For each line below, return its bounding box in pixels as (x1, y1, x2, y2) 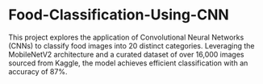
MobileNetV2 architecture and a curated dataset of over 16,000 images (8, 49, 244, 59)
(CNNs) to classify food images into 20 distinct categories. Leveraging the (8, 40, 255, 50)
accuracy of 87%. (8, 66, 68, 76)
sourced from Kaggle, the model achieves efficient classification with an (8, 58, 248, 68)
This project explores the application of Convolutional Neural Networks (8, 32, 244, 42)
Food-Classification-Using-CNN (8, 6, 230, 24)
